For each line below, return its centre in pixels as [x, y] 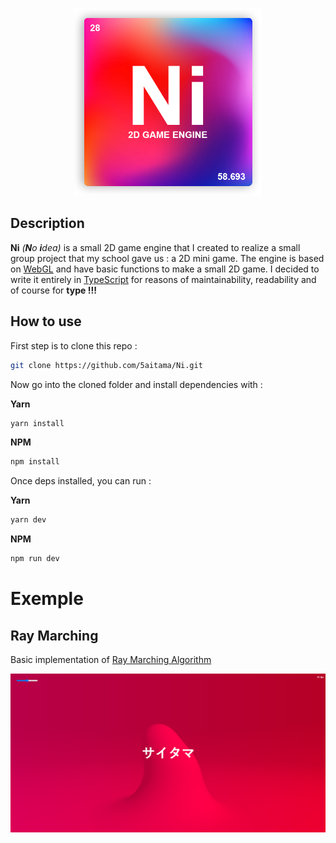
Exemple [47, 599]
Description [47, 223]
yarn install [37, 423]
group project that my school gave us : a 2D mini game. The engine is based [167, 258]
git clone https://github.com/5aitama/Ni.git [106, 365]
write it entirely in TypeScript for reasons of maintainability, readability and [163, 279]
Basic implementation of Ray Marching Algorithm [111, 659]
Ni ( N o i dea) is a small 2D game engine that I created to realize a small [155, 247]
